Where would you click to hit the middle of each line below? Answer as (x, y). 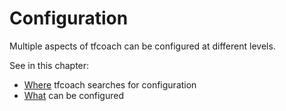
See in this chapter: (49, 65)
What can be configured (73, 95)
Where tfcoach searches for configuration (110, 84)
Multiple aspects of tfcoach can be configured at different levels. (142, 46)
